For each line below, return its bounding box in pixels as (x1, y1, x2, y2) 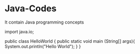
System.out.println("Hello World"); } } (4, 43, 81, 49)
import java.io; (4, 28, 34, 34)
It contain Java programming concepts (4, 19, 84, 25)
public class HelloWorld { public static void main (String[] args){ (4, 38, 135, 44)
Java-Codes (4, 3, 57, 14)
